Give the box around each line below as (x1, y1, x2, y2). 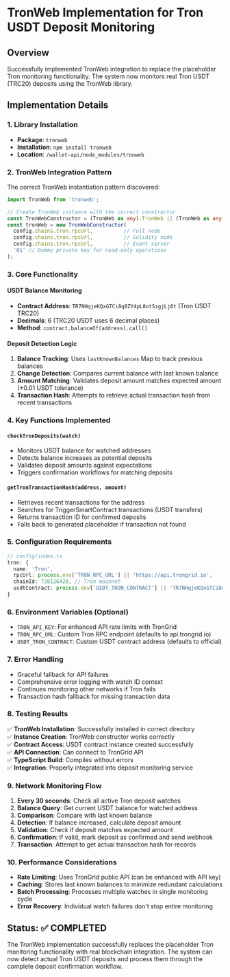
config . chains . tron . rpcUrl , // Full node (13, 228, 161, 235)
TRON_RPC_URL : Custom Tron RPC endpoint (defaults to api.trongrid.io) (16, 630, 212, 639)
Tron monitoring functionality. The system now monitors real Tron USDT (7, 72, 210, 80)
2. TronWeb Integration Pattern (7, 167, 112, 176)
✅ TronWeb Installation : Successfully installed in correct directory (7, 724, 195, 733)
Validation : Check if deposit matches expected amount (16, 826, 173, 834)
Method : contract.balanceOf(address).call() (16, 323, 148, 332)
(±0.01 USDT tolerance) (16, 384, 84, 392)
